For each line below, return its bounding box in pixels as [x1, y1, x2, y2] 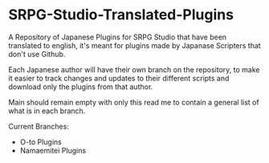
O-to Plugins [19, 137, 62, 146]
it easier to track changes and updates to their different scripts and [8, 73, 230, 83]
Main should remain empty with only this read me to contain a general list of [8, 97, 259, 107]
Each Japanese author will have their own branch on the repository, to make [8, 64, 260, 74]
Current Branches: [8, 121, 70, 131]
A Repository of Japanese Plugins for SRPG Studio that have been [8, 32, 227, 42]
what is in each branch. [8, 106, 86, 116]
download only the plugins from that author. [8, 82, 153, 92]
